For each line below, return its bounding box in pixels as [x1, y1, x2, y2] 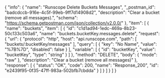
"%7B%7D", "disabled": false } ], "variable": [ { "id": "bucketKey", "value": [4, 47, 156, 52]
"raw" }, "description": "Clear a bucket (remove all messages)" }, [4, 57, 138, 63]
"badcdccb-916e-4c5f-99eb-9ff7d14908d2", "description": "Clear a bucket [4, 9, 160, 15]
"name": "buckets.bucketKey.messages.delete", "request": [39, 31, 160, 36]
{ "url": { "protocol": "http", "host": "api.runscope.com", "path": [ [4, 36, 137, 42]
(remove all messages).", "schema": [4, 15, 78, 20]
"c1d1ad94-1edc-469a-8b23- [76, 25, 137, 31]
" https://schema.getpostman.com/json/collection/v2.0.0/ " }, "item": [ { [4, 20, 149, 26]
